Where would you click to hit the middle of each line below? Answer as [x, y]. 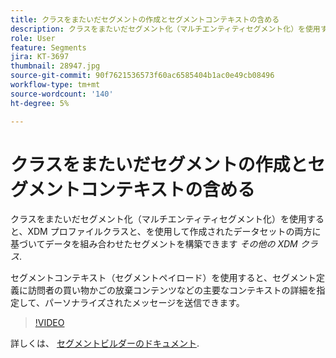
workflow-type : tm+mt [55, 85]
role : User [33, 38]
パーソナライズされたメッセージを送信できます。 [144, 303]
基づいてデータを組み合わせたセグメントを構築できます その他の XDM [154, 244]
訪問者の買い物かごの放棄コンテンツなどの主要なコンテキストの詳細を [172, 290]
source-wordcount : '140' [62, 94]
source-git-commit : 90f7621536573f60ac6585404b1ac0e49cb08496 [142, 76]
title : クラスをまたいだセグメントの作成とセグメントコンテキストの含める [145, 19]
